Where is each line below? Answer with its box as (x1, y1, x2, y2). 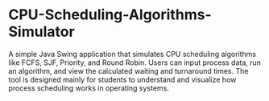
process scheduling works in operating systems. (8, 83, 169, 93)
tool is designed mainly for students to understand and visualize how (8, 75, 237, 84)
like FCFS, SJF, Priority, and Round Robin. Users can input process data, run (8, 58, 262, 67)
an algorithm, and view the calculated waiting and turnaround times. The (8, 66, 249, 75)
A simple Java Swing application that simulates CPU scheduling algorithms (8, 49, 256, 59)
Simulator (8, 22, 75, 41)
